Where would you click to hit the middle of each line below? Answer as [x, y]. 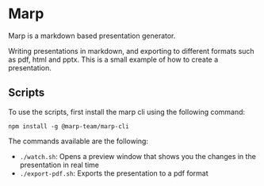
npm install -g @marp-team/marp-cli [69, 126]
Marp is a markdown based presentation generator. [92, 36]
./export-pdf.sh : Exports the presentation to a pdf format [114, 173]
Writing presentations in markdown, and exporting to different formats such [132, 51]
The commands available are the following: [78, 141]
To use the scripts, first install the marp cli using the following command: [127, 112]
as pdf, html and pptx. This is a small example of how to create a [113, 59]
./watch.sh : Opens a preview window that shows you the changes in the [138, 156]
